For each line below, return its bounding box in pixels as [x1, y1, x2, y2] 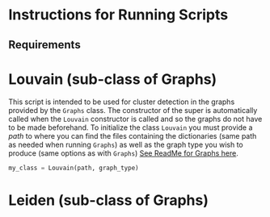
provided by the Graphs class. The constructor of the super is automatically [8, 105, 258, 115]
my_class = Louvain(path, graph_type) [8, 164, 139, 172]
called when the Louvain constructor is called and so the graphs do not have [8, 114, 263, 123]
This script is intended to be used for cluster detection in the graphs [8, 97, 235, 106]
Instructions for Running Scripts [8, 6, 229, 24]
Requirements [8, 38, 81, 52]
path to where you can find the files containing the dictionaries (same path [8, 131, 257, 140]
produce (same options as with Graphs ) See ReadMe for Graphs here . [8, 148, 238, 158]
